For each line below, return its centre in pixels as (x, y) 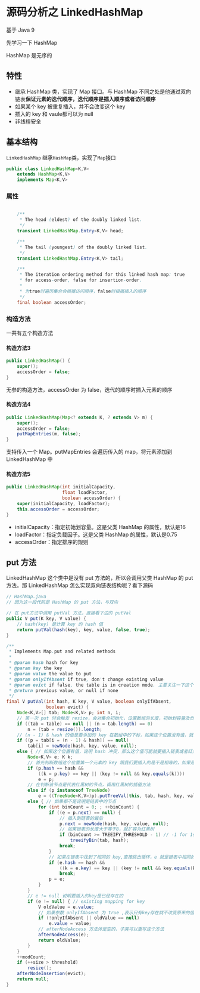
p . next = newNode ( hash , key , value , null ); (114, 824)
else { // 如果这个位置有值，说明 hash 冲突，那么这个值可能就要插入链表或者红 (104, 752)
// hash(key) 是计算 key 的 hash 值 (60, 624)
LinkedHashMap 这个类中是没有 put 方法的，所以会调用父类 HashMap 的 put (100, 578)
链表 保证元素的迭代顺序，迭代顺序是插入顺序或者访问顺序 (85, 99)
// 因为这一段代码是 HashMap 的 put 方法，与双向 (62, 602)
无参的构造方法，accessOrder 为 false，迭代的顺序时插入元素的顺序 (89, 389)
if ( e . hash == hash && (77, 863)
